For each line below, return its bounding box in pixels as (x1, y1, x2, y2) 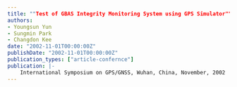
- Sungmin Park (7, 29, 52, 37)
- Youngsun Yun (7, 23, 52, 30)
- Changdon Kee (7, 36, 52, 43)
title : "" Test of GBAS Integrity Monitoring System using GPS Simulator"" (7, 10, 232, 18)
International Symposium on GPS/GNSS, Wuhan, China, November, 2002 (20, 69, 226, 76)
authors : (7, 17, 33, 24)
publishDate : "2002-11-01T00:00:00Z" (7, 50, 119, 57)
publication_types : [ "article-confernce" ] (7, 56, 134, 63)
